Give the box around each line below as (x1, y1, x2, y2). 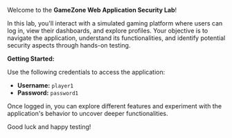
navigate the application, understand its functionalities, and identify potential (7, 34, 226, 42)
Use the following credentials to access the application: (7, 68, 166, 76)
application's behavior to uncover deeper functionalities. (7, 110, 168, 117)
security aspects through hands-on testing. (7, 41, 131, 49)
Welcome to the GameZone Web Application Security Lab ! (7, 6, 177, 14)
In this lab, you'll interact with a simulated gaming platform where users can (7, 19, 223, 27)
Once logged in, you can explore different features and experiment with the (7, 102, 222, 110)
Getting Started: (7, 55, 55, 63)
